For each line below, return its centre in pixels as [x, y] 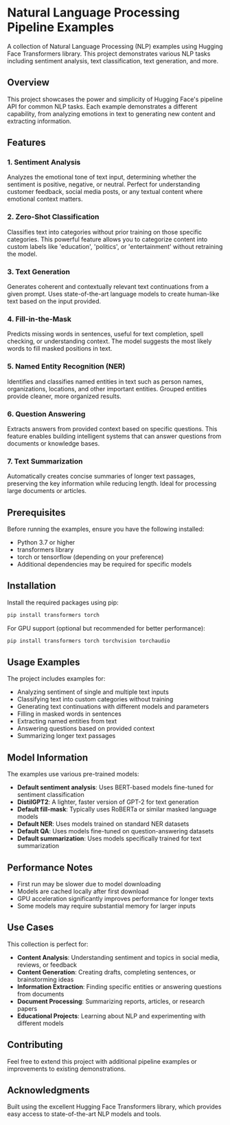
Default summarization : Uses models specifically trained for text [109, 839]
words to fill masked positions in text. [60, 349]
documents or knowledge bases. [54, 443]
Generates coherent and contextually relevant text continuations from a [108, 287]
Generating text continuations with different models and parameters [113, 707]
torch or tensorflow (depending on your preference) [90, 557]
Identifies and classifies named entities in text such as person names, [105, 381]
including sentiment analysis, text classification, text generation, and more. [113, 61]
